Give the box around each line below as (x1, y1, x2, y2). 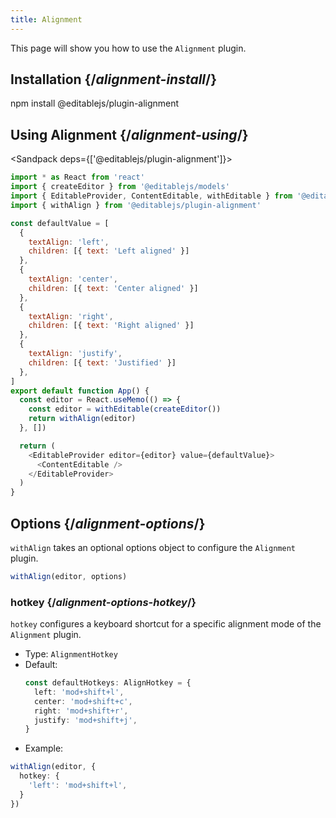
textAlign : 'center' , (28, 274, 118, 284)
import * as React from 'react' (10, 172, 145, 183)
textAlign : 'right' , (28, 311, 114, 321)
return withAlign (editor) (28, 414, 137, 424)
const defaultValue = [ (10, 218, 110, 228)
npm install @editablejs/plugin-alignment (10, 97, 180, 110)
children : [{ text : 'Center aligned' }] (28, 283, 199, 293)
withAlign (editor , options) (10, 571, 128, 581)
